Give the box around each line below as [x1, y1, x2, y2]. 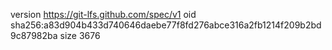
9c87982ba [10, 30, 58, 41]
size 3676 [59, 30, 101, 41]
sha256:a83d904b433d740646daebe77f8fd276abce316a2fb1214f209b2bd [10, 19, 322, 31]
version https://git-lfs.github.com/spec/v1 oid [10, 9, 197, 20]
